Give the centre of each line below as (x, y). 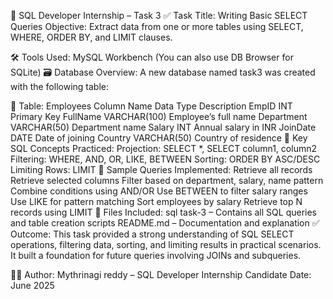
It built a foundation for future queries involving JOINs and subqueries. (156, 255)
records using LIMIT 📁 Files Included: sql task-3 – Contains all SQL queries (163, 212)
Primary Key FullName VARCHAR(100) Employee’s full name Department (159, 116)
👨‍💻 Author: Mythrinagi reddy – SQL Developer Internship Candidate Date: (161, 274)
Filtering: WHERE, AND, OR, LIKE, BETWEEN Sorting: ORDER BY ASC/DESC (165, 159)
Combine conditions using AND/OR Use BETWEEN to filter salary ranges (159, 191)
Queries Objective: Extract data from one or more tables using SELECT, (157, 26)
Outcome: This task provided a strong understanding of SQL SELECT (152, 234)
